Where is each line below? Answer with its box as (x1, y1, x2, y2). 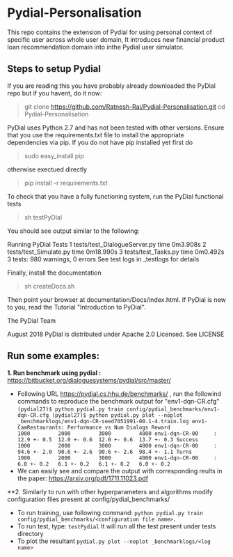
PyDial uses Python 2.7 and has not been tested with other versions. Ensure (7, 123, 225, 132)
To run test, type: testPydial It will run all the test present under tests (17, 521, 216, 531)
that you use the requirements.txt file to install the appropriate (7, 130, 184, 139)
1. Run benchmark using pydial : (7, 368, 102, 377)
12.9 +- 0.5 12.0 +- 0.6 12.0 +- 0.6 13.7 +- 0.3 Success (17, 436, 199, 443)
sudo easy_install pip (24, 151, 85, 160)
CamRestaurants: (17, 424, 65, 431)
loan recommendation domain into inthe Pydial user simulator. (7, 43, 184, 51)
